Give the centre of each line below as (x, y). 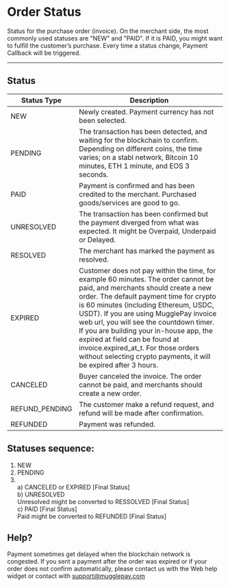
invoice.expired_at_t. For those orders (139, 347)
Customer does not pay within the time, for (147, 271)
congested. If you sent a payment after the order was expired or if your (107, 562)
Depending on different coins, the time (140, 148)
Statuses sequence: (51, 449)
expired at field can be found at (129, 339)
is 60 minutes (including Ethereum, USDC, (146, 305)
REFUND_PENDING (41, 408)
